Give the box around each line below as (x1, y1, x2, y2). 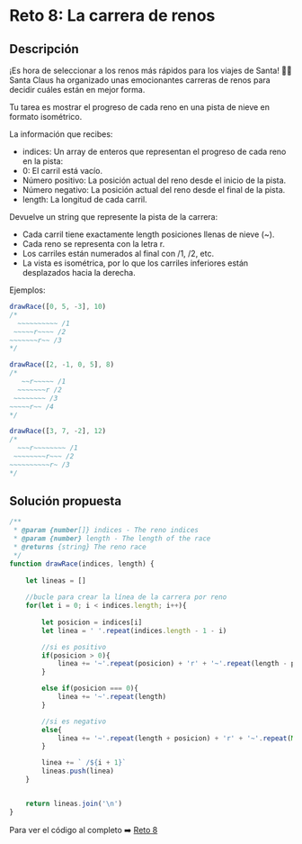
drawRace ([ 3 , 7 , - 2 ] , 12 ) (9, 427, 106, 436)
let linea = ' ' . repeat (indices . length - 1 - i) (41, 626, 227, 635)
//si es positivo (41, 642, 106, 651)
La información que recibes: (9, 129, 113, 140)
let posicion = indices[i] (41, 618, 143, 627)
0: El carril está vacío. (22, 166, 103, 176)
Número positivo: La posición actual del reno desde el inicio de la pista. (22, 175, 287, 186)
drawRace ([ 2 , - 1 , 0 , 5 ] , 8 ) (9, 360, 115, 369)
